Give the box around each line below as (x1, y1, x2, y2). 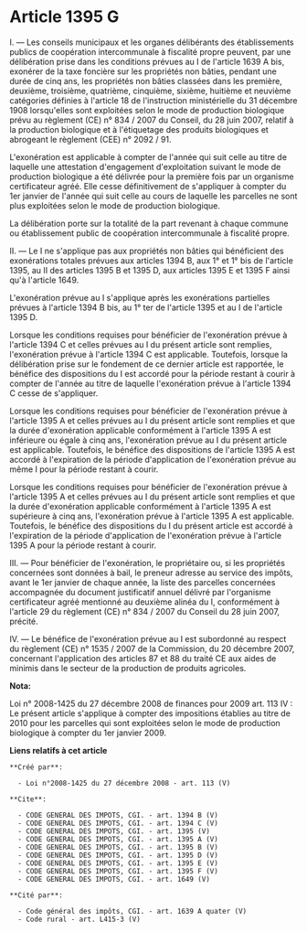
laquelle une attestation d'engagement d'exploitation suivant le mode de (9, 161, 281, 172)
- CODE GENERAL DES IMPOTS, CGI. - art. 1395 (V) (17, 826, 210, 836)
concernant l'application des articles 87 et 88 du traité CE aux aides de (9, 652, 277, 664)
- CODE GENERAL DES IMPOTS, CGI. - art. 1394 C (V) (17, 819, 219, 828)
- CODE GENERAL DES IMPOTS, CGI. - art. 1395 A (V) (17, 834, 219, 843)
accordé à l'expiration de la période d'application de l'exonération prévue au (9, 454, 297, 465)
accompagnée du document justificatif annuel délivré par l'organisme (9, 586, 271, 597)
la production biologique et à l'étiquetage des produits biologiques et (9, 123, 270, 134)
